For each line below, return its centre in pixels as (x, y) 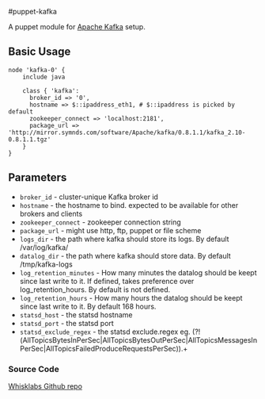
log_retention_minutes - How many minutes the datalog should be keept (138, 272)
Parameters (38, 178)
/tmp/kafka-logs (46, 264)
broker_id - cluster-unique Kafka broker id (89, 197)
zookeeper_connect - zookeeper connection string (100, 222)
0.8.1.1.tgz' (30, 139)
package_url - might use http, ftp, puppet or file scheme (110, 230)
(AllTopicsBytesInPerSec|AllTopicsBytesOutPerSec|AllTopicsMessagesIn (138, 340)
